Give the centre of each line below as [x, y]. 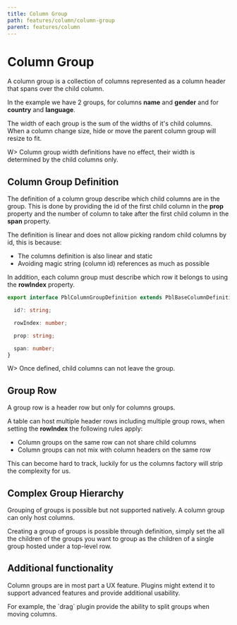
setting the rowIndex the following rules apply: [75, 429]
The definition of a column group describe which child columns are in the [114, 199]
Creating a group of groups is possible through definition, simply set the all [116, 531]
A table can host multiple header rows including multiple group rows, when [116, 421]
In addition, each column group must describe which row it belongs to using [117, 277]
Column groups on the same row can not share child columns [107, 443]
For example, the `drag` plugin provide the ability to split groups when [108, 606]
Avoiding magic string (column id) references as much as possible [114, 264]
